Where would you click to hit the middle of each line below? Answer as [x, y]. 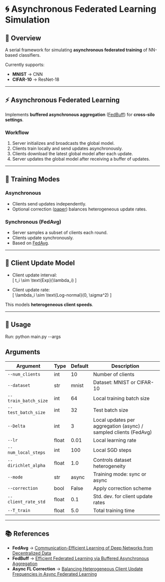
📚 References [27, 533]
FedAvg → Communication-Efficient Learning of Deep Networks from [82, 548]
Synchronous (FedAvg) [33, 222]
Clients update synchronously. [43, 238]
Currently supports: [25, 65]
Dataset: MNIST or [114, 382]
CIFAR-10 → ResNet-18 [36, 79]
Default [80, 366]
